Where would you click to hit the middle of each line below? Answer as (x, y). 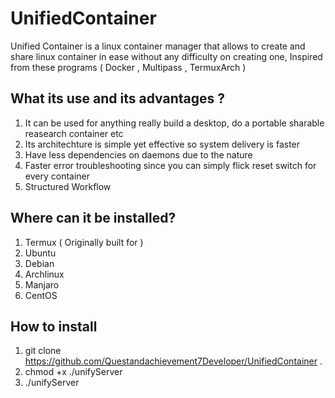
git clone (43, 351)
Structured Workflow (68, 186)
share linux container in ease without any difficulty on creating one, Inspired (166, 56)
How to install (54, 326)
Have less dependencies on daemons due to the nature (138, 154)
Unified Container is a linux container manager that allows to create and (158, 46)
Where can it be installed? (93, 218)
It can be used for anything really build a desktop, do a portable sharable (174, 123)
